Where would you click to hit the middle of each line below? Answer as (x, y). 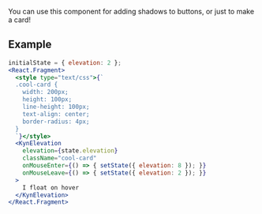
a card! (20, 20)
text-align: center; (56, 114)
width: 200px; (45, 92)
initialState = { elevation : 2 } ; (65, 62)
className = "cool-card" (60, 158)
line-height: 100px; (56, 107)
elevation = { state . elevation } (70, 151)
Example (30, 45)
